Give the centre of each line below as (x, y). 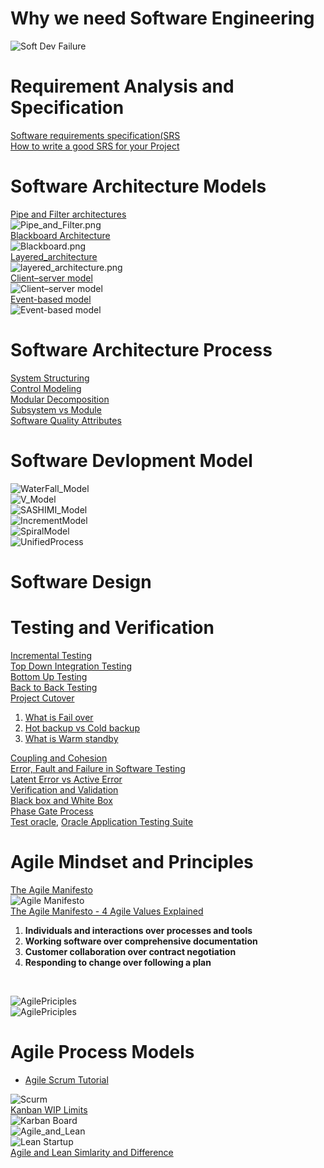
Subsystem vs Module (56, 409)
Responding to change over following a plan (118, 962)
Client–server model (51, 278)
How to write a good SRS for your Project (95, 146)
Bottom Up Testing (49, 676)
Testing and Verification (112, 628)
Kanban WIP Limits (49, 1109)
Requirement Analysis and (122, 86)
